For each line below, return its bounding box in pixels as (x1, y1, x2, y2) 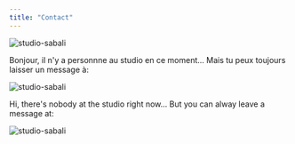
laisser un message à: (9, 64, 89, 75)
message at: (9, 108, 55, 118)
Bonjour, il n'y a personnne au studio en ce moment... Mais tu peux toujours (9, 54, 286, 65)
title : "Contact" (9, 12, 74, 22)
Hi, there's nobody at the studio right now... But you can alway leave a (9, 99, 265, 109)
